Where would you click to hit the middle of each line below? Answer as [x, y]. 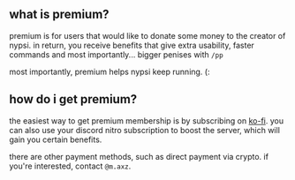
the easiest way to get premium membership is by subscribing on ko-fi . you [147, 120]
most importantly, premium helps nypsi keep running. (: [110, 71]
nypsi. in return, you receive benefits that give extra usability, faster [132, 45]
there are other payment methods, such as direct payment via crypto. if [139, 156]
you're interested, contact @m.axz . [70, 166]
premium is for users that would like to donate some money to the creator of [147, 35]
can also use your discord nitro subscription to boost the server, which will [145, 130]
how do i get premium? [73, 99]
